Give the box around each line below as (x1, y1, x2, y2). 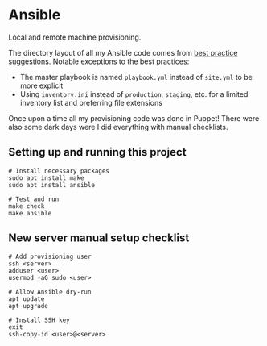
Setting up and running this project (8, 145, 187, 159)
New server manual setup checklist (8, 231, 190, 245)
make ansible (8, 209, 52, 217)
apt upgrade (8, 302, 48, 310)
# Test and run (8, 195, 60, 203)
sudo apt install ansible (8, 181, 95, 189)
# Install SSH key (8, 316, 70, 324)
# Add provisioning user (8, 252, 92, 261)
